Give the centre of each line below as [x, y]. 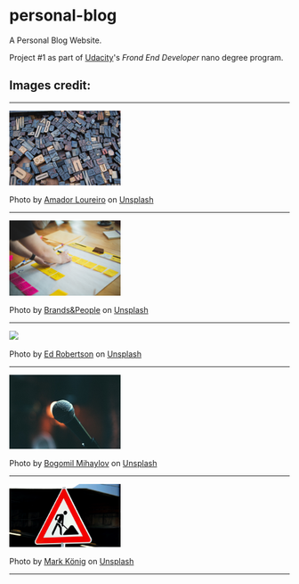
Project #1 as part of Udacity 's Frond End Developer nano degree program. [146, 57]
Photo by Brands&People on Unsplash [79, 309]
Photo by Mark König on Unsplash [72, 561]
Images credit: [50, 86]
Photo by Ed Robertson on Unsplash [76, 354]
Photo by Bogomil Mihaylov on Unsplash [83, 464]
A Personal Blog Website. [56, 40]
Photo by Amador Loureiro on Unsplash [81, 199]
